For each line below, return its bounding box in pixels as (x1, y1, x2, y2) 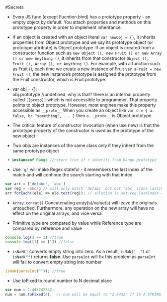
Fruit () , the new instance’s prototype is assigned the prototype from (12, 71, 157, 77)
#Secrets (5, 4, 24, 10)
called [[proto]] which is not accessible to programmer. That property (12, 97, 158, 103)
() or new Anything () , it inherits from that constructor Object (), (12, 55, 149, 61)
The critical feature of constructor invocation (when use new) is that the (12, 122, 160, 128)
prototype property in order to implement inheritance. (12, 24, 122, 30)
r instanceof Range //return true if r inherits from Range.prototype (7, 157, 157, 162)
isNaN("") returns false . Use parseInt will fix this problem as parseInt (12, 254, 156, 260)
